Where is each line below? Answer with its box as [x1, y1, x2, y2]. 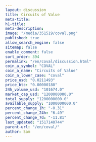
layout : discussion [5, 7, 46, 13]
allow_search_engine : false [5, 40, 65, 45]
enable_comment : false [5, 49, 53, 54]
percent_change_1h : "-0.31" [5, 106, 65, 111]
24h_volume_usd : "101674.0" [5, 87, 65, 92]
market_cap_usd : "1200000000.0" [5, 92, 73, 97]
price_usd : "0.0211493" [5, 78, 56, 83]
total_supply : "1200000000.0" [5, 96, 69, 101]
